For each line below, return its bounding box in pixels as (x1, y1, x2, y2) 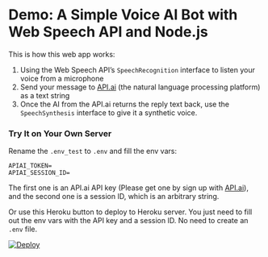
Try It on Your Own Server (8, 127, 112, 139)
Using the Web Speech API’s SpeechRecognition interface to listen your (19, 64, 256, 74)
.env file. (8, 224, 38, 234)
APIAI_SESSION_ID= (8, 169, 70, 177)
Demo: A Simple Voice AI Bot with (8, 6, 238, 24)
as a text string (19, 90, 70, 100)
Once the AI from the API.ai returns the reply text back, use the (19, 99, 230, 109)
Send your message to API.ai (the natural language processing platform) (19, 82, 261, 92)
